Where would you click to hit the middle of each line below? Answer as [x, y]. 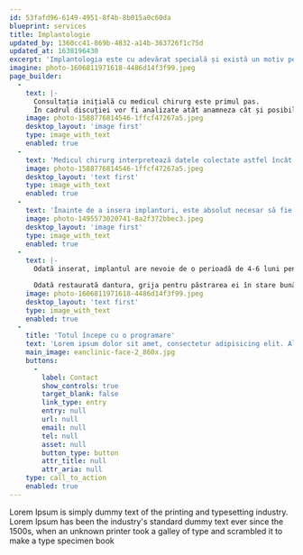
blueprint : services [48, 26]
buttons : [42, 360]
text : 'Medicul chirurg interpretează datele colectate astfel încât [159, 160]
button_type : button [80, 453]
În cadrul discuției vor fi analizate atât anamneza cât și [148, 110]
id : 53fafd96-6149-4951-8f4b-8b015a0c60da [90, 18]
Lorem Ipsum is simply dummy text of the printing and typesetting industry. [149, 512]
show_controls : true [80, 386]
